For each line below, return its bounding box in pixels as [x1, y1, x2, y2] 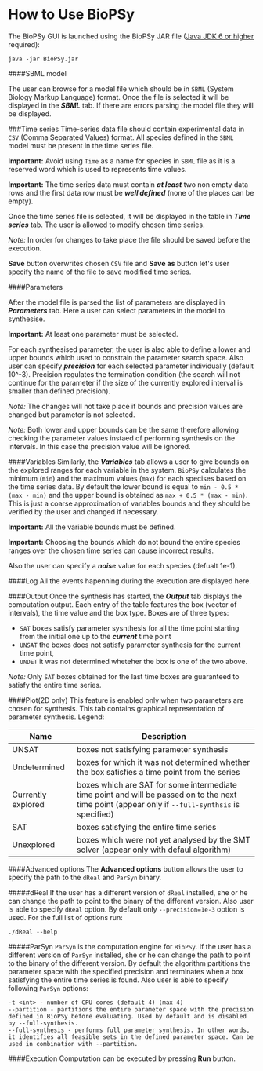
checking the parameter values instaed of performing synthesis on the [8, 433, 236, 443]
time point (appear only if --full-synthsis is [77, 799, 240, 810]
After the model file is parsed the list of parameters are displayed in [8, 297, 225, 307]
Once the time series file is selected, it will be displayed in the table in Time [8, 211, 251, 221]
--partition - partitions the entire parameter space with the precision [8, 1005, 254, 1014]
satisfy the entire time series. [8, 680, 102, 689]
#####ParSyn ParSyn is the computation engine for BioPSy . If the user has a [8, 941, 252, 951]
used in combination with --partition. [8, 1040, 139, 1047]
